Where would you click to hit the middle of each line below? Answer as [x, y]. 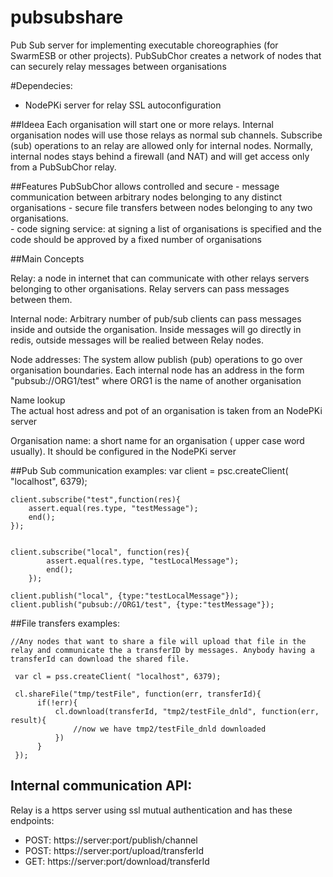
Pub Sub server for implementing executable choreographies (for [144, 45]
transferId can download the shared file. [100, 659]
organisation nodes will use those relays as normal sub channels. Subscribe [166, 135]
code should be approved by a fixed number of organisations [136, 239]
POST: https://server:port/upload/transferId [114, 850]
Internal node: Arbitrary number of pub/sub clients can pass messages [156, 318]
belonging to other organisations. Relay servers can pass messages [150, 288]
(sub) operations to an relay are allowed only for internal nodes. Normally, [161, 145]
